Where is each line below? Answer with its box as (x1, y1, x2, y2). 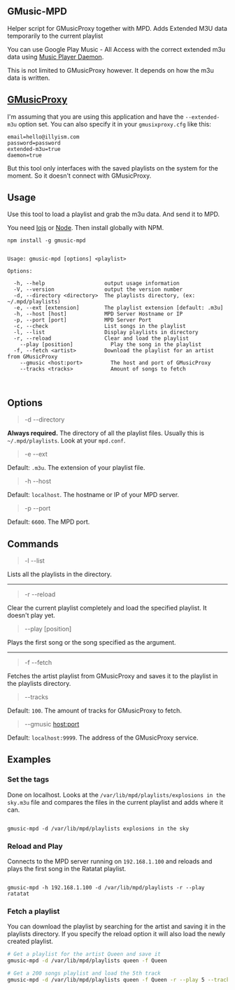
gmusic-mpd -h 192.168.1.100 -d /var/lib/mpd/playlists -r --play (7, 884, 205, 891)
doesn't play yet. (7, 611, 56, 619)
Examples (7, 754, 51, 766)
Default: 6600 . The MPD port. (7, 517, 90, 526)
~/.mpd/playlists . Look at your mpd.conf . (7, 436, 126, 445)
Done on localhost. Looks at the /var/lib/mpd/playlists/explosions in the (7, 790, 226, 799)
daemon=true (7, 152, 42, 159)
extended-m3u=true (7, 145, 61, 152)
